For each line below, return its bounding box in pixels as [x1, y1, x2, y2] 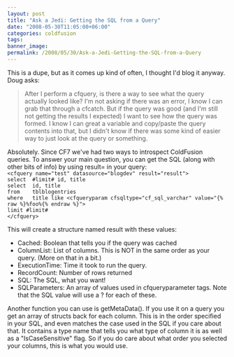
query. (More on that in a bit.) [17, 253, 102, 262]
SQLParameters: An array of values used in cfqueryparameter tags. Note [17, 283, 227, 291]
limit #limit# [7, 206, 49, 213]
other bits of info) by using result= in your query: [7, 162, 147, 171]
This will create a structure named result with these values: [7, 225, 177, 233]
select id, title [7, 182, 61, 189]
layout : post [7, 10, 45, 17]
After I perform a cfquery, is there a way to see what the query [24, 89, 205, 98]
